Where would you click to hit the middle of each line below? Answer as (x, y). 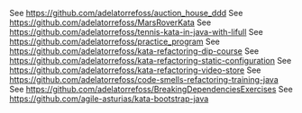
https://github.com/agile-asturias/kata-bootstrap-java (109, 99)
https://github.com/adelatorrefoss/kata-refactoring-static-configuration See (151, 61)
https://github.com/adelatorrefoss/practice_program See (115, 41)
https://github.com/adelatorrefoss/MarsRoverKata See (110, 22)
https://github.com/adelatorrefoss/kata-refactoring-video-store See (135, 70)
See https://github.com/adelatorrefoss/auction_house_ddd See (126, 13)
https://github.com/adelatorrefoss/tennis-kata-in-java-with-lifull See (136, 32)
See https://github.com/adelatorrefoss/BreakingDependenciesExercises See (151, 89)
